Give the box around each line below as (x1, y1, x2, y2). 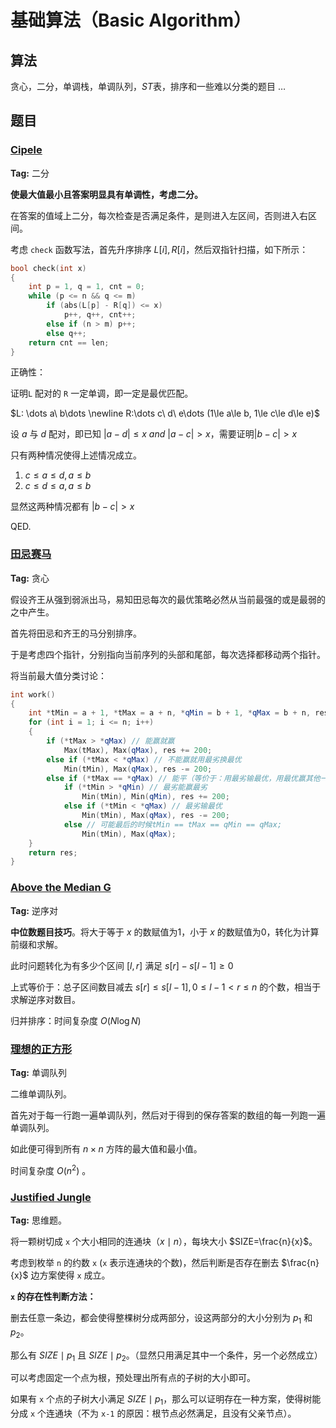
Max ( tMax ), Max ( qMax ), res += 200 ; (63, 745, 213, 755)
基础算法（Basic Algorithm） (10, 9, 252, 32)
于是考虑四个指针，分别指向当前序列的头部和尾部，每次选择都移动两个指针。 (10, 648, 326, 660)
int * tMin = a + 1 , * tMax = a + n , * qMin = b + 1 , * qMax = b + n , (28, 708, 312, 718)
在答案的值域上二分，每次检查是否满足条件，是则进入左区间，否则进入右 (10, 209, 308, 221)
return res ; (28, 847, 78, 858)
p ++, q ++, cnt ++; (63, 310, 137, 320)
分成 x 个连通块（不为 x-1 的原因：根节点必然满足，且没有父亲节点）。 (10, 1407, 297, 1420)
